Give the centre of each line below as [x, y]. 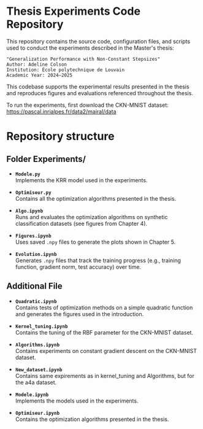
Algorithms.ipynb [37, 345]
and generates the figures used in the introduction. [79, 314]
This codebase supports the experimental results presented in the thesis [98, 87]
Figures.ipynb [33, 236]
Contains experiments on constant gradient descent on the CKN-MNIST [106, 350]
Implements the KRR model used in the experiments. [81, 180]
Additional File [34, 286]
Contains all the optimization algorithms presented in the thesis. [96, 198]
